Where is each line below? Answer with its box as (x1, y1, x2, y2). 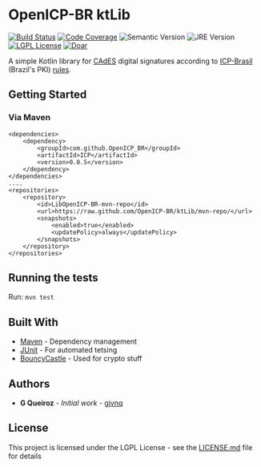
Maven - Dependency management (19, 336, 138, 346)
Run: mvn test (8, 292, 54, 302)
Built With (8, 315, 58, 329)
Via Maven (8, 112, 50, 123)
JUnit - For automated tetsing (19, 345, 118, 355)
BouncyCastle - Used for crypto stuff (19, 354, 143, 364)
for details (8, 451, 42, 461)
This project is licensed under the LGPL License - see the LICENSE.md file (8, 442, 253, 452)
